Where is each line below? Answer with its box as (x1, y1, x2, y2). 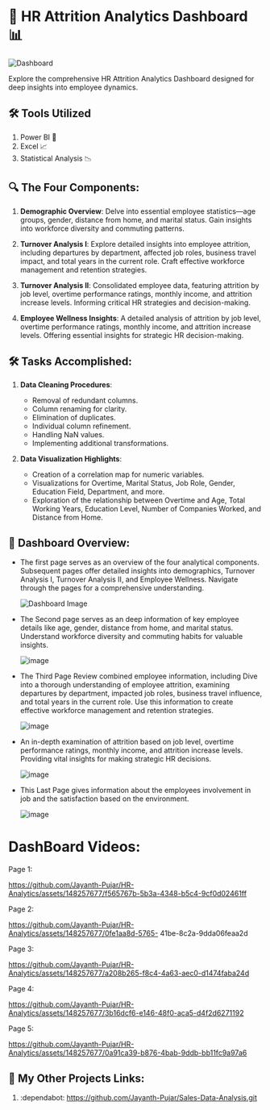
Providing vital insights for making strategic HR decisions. (19, 754, 212, 764)
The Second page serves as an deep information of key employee (19, 615, 239, 624)
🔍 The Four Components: (8, 181, 139, 194)
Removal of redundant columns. (31, 395, 139, 406)
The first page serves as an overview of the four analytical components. (19, 557, 260, 567)
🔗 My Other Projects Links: (8, 1071, 145, 1085)
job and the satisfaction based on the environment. (19, 794, 189, 803)
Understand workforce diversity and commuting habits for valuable (19, 632, 243, 641)
